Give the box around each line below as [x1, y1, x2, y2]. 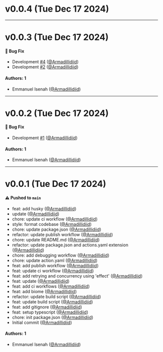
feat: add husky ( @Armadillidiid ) [12, 205, 77, 211]
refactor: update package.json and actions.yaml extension [12, 242, 129, 248]
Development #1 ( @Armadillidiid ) [12, 135, 78, 141]
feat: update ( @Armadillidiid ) [12, 278, 70, 284]
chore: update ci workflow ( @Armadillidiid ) [12, 216, 98, 222]
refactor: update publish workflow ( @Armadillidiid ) [12, 231, 113, 237]
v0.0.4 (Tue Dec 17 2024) [5, 3, 109, 15]
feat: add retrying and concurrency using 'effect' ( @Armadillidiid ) [12, 273, 143, 278]
